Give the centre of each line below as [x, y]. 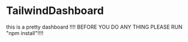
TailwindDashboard [55, 11]
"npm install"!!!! [25, 33]
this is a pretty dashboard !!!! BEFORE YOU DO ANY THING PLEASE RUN [94, 27]
